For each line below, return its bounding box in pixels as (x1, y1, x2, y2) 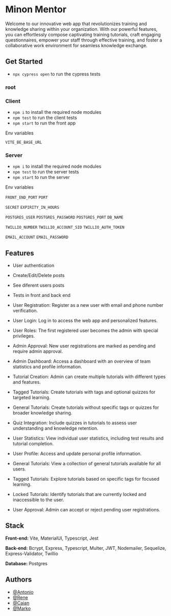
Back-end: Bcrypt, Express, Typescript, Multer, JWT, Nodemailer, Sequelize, (5, 545, 166, 551)
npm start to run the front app (12, 120, 76, 126)
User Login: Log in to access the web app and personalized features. (12, 317, 158, 324)
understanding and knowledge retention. (12, 425, 99, 431)
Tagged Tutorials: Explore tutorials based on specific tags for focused (12, 476, 160, 482)
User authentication (12, 263, 55, 269)
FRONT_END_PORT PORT (5, 195, 48, 201)
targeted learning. (12, 394, 51, 401)
